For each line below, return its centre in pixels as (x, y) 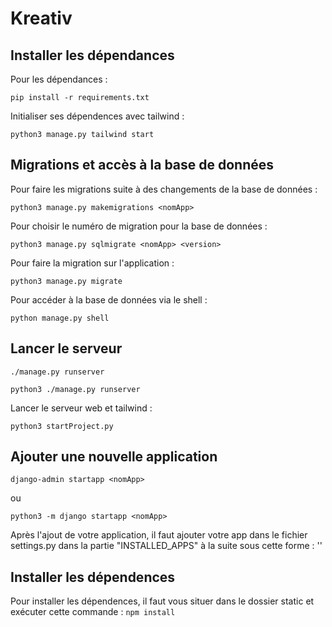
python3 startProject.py (62, 426)
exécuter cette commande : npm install (93, 612)
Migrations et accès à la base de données (142, 165)
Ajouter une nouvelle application (114, 457)
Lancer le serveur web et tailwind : (81, 408)
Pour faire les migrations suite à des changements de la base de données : (164, 189)
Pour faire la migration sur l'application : (92, 263)
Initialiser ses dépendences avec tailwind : (97, 116)
